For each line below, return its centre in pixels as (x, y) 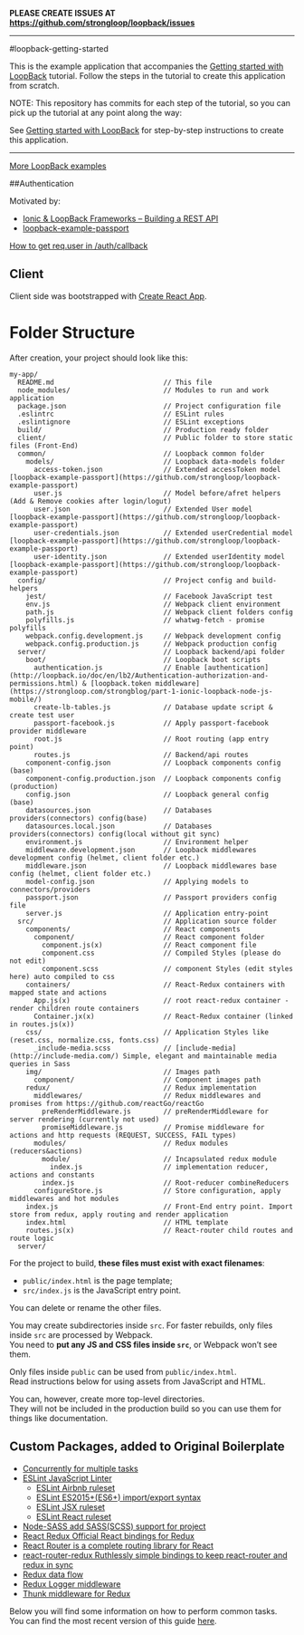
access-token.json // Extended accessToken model (157, 469)
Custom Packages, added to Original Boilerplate (147, 1447)
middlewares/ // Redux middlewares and (147, 1095)
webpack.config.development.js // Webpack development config (153, 636)
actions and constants (52, 1175)
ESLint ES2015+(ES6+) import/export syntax (119, 1497)
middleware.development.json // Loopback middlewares (141, 850)
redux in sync (48, 1564)
